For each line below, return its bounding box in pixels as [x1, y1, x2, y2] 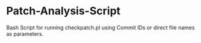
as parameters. [6, 30, 44, 37]
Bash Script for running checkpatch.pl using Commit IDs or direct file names [6, 24, 195, 31]
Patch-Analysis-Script [6, 4, 121, 18]
